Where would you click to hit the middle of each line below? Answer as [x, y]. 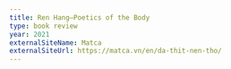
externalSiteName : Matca [56, 43]
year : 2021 [30, 34]
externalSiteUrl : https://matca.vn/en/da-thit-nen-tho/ [115, 51]
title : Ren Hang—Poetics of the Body [80, 17]
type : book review [43, 26]
